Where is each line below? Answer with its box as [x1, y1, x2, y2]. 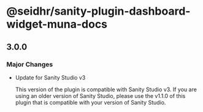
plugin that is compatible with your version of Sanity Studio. [15, 99, 166, 106]
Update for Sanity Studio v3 [15, 73, 86, 81]
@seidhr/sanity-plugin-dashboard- [6, 4, 191, 18]
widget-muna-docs [6, 17, 108, 31]
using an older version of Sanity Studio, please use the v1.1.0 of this [15, 92, 186, 99]
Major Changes [6, 60, 53, 69]
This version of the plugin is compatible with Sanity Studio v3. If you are [15, 86, 197, 93]
